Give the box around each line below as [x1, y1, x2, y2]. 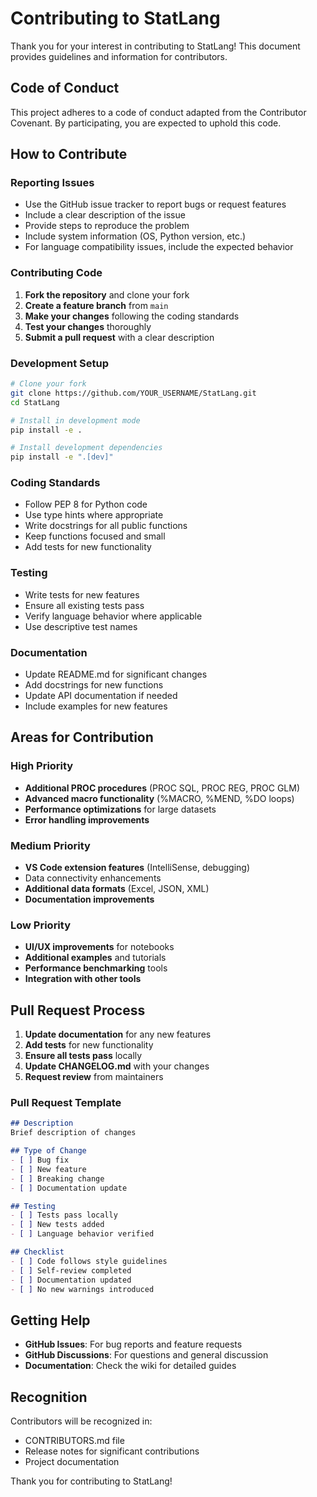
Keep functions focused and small [24, 530, 166, 542]
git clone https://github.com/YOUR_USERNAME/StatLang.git [10, 388, 257, 398]
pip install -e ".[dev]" [10, 452, 114, 462]
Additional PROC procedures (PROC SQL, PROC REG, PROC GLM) [24, 782, 301, 794]
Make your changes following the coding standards [24, 310, 240, 322]
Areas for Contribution [10, 729, 154, 746]
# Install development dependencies [10, 443, 163, 453]
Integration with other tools [24, 973, 142, 985]
